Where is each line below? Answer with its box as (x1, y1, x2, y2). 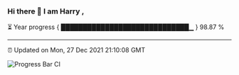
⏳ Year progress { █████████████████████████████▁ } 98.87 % (7, 23, 225, 31)
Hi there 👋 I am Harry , (7, 6, 85, 16)
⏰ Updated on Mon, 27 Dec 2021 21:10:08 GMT (7, 46, 146, 54)
